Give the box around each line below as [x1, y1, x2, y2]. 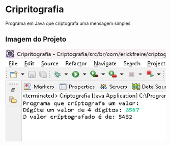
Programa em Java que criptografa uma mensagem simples [5, 20, 131, 26]
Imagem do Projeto [5, 35, 67, 44]
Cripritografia [5, 4, 64, 15]
